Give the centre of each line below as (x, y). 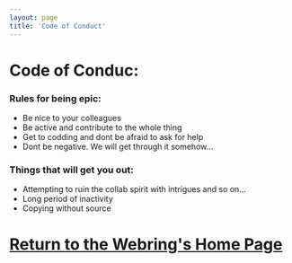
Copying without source (66, 208)
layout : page (34, 18)
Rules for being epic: (55, 98)
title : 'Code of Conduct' (58, 26)
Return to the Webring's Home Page (146, 245)
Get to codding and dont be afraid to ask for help (113, 136)
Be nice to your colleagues (71, 118)
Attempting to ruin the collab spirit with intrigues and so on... (134, 189)
